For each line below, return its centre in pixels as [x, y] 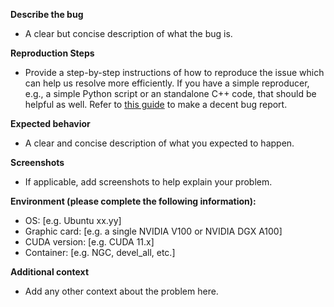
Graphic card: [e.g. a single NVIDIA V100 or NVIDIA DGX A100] [153, 231]
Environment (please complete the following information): [133, 201]
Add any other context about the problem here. [121, 291]
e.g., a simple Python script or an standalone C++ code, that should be [170, 93]
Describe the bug [47, 14]
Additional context [50, 272]
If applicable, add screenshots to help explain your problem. [148, 182]
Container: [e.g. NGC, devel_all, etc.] [100, 252]
